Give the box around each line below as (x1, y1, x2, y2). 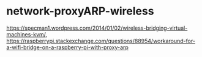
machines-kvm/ (6, 30, 46, 38)
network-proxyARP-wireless (6, 4, 154, 18)
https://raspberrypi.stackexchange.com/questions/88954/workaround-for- (6, 37, 196, 44)
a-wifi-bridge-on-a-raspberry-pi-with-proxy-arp (6, 44, 129, 51)
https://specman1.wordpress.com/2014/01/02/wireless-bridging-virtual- (6, 24, 188, 32)
